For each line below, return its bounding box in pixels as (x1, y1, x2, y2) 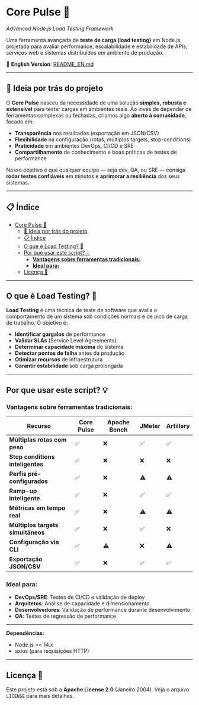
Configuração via (9, 538, 59, 547)
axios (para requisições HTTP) (14, 647, 89, 655)
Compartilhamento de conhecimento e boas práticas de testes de (14, 148, 177, 155)
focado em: (6, 118, 34, 125)
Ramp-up (9, 487, 37, 495)
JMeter (139, 422, 161, 430)
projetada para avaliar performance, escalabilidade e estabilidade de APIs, (6, 43, 188, 50)
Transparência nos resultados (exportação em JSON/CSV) (14, 129, 159, 136)
